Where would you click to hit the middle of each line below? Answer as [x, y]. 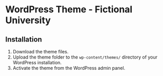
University [28, 20]
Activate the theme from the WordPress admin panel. [69, 68]
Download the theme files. [40, 52]
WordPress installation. [37, 62]
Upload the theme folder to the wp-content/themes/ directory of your [85, 57]
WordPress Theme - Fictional [69, 9]
